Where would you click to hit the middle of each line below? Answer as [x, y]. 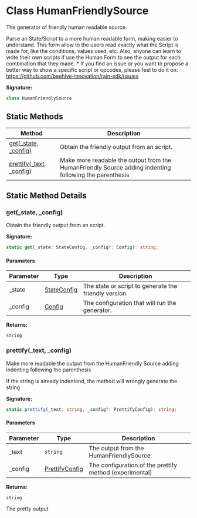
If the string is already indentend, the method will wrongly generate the [92, 381]
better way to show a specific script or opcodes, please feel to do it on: [92, 69]
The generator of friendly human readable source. [67, 27]
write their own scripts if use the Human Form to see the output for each [93, 57]
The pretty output [27, 509]
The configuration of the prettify [133, 465]
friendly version [105, 294]
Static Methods [35, 117]
